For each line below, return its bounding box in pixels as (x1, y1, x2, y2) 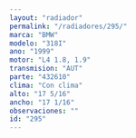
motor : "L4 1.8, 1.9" (9, 55, 92, 64)
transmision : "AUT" (9, 64, 83, 74)
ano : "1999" (9, 47, 54, 56)
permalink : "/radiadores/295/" (9, 22, 128, 31)
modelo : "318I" (9, 38, 67, 48)
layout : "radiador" (9, 13, 83, 23)
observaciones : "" (9, 106, 79, 115)
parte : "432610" (9, 73, 71, 82)
